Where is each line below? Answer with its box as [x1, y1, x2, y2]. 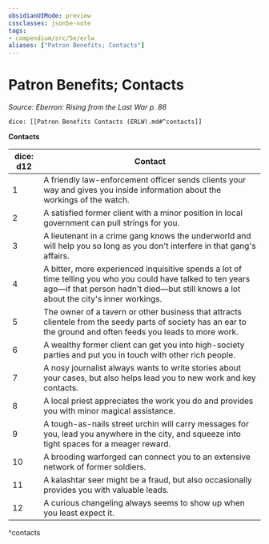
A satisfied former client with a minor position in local [43, 207, 243, 218]
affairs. [43, 250, 70, 262]
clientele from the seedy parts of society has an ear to [43, 317, 247, 328]
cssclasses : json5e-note [8, 19, 91, 27]
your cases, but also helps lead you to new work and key [43, 373, 256, 384]
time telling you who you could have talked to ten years [43, 274, 251, 285]
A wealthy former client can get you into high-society [43, 339, 245, 350]
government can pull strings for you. [43, 218, 180, 229]
